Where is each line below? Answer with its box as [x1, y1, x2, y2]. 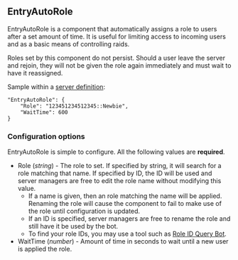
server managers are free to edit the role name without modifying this [17, 177, 222, 185]
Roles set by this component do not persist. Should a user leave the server [7, 53, 226, 62]
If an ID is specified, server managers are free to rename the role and [28, 214, 231, 223]
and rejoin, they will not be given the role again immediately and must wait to [7, 61, 232, 70]
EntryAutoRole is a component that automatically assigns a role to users [7, 24, 217, 33]
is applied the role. [17, 245, 72, 254]
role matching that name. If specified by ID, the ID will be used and [17, 169, 212, 177]
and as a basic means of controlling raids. [7, 39, 130, 48]
